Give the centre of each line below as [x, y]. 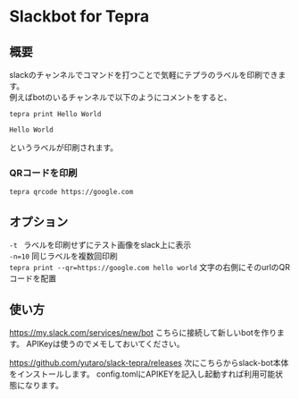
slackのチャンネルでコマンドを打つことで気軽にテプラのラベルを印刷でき [144, 75]
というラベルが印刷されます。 [64, 148]
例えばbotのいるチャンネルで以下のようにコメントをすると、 [120, 97]
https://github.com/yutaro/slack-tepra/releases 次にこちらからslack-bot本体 [149, 362]
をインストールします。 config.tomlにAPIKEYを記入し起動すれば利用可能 [142, 374]
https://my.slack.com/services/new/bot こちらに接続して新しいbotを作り [143, 332]
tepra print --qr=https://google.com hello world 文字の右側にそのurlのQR [149, 267]
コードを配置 [33, 278]
